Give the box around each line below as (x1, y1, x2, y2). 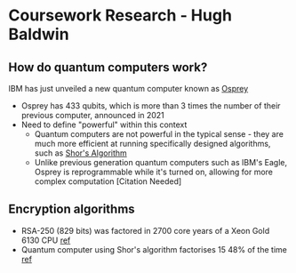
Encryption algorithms (8, 202, 135, 217)
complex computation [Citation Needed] (34, 176, 182, 187)
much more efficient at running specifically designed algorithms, (34, 139, 271, 149)
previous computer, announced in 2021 (20, 110, 165, 120)
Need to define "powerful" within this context (20, 119, 188, 130)
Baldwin (8, 24, 69, 44)
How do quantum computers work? (8, 60, 208, 75)
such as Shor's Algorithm (34, 148, 128, 158)
